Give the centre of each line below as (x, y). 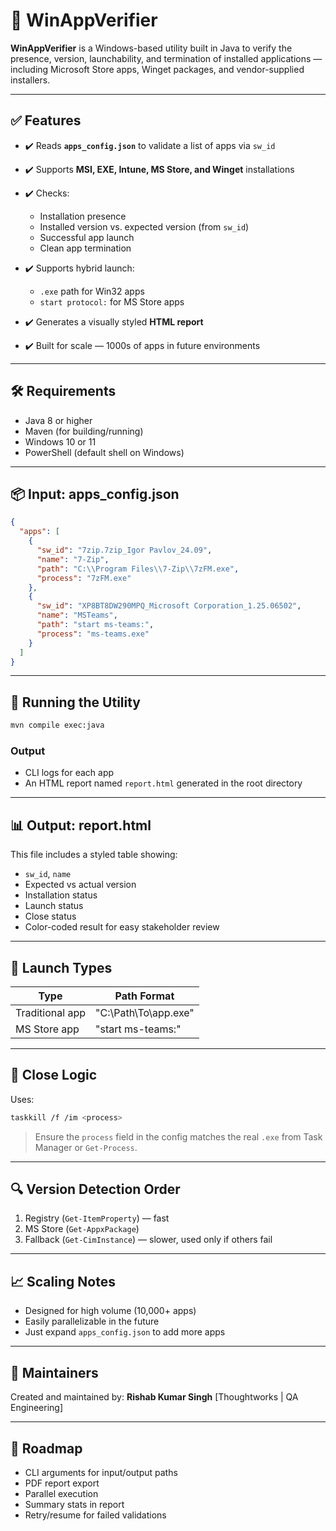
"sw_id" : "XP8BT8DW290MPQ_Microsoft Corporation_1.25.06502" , (169, 606)
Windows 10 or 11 (60, 441)
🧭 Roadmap (46, 1448)
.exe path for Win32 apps (92, 291)
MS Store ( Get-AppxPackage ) (82, 1229)
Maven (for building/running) (84, 431)
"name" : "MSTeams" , (77, 615)
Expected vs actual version (80, 885)
